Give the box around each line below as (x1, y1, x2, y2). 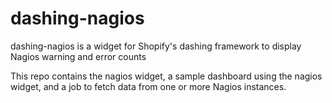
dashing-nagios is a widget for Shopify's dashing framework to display (10, 40, 302, 52)
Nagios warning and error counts (10, 50, 147, 62)
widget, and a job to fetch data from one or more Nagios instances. (10, 80, 287, 92)
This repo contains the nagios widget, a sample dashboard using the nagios (10, 70, 323, 82)
